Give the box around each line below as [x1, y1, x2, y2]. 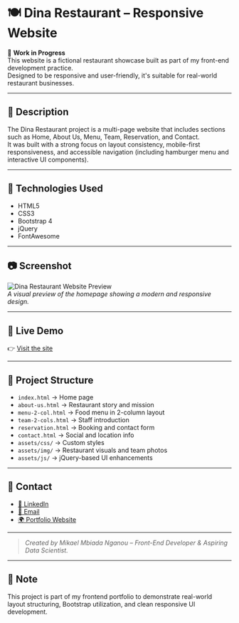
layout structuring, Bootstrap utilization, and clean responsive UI [7, 600, 196, 608]
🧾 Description [7, 106, 69, 118]
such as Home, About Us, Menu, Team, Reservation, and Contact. [7, 132, 201, 141]
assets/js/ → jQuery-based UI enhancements [17, 454, 153, 462]
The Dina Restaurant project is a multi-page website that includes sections [7, 125, 225, 133]
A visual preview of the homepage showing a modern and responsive [7, 290, 212, 298]
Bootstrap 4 [17, 216, 53, 225]
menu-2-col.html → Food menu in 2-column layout [17, 408, 165, 417]
